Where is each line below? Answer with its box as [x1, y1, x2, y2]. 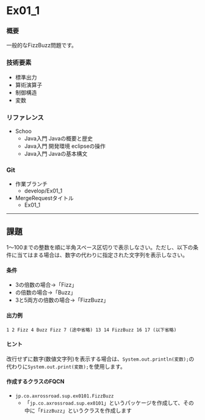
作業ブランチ [15, 180, 48, 188]
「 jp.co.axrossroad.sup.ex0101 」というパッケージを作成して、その [24, 399, 194, 407]
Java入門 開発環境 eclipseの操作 [24, 142, 106, 150]
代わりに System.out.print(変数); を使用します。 [6, 363, 126, 370]
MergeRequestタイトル [15, 194, 74, 202]
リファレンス [6, 113, 44, 122]
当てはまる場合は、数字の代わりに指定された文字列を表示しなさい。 [16, 251, 188, 259]
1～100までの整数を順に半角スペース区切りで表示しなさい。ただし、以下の [6, 244, 193, 251]
